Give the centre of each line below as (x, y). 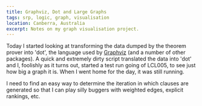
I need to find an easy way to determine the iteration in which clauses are (97, 84)
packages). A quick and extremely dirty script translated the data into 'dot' (99, 59)
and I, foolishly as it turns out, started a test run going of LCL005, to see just (101, 65)
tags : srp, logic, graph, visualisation (58, 18)
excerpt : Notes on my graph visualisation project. (73, 29)
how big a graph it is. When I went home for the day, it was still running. (95, 72)
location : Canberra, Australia (46, 23)
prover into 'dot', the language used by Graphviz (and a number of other (96, 53)
